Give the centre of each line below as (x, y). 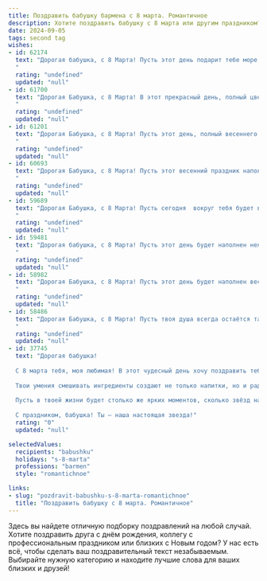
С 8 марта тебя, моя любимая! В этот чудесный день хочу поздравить (131, 371)
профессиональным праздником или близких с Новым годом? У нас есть (133, 543)
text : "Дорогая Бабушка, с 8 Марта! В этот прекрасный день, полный (131, 97)
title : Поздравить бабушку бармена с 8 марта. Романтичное (108, 16)
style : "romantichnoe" (53, 474)
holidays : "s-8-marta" (53, 459)
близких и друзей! (39, 568)
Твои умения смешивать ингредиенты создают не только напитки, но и (131, 386)
